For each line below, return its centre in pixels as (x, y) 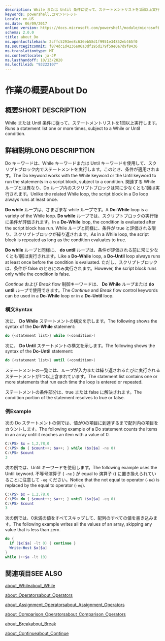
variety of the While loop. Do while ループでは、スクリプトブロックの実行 (80, 216)
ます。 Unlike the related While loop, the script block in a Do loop (83, 194)
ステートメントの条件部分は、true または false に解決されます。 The (73, 392)
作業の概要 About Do (46, 90)
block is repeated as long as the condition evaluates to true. (66, 240)
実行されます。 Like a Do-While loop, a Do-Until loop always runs (94, 256)
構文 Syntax (19, 309)
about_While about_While (30, 586)
